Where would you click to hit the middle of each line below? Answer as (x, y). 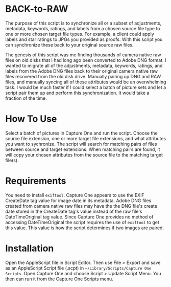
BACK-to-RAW (37, 9)
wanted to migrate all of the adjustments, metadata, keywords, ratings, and (84, 65)
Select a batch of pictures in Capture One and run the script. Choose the (81, 133)
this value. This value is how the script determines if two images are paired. (85, 228)
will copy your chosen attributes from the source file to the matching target (84, 154)
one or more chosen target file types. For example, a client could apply (80, 34)
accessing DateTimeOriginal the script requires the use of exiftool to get (82, 222)
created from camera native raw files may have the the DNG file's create (81, 206)
